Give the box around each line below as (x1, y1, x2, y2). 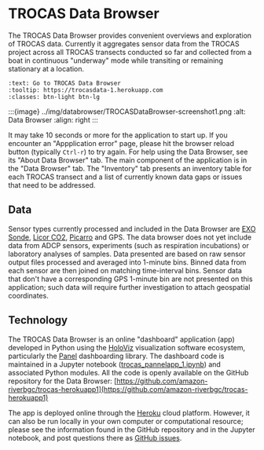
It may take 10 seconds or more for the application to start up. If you (8, 130, 228, 140)
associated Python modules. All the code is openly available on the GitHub (8, 368, 249, 377)
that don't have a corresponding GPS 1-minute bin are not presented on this (8, 274, 253, 284)
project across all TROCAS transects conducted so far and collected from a (8, 47, 252, 57)
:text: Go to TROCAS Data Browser (8, 79, 122, 87)
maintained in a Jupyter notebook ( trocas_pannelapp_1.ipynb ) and (8, 359, 222, 369)
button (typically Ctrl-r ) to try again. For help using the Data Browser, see (8, 147, 248, 156)
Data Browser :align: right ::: (8, 115, 98, 124)
